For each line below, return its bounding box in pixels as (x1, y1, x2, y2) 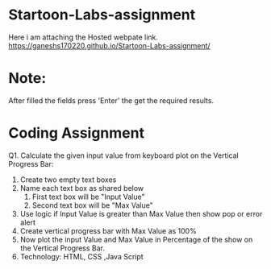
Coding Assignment (8, 124, 145, 143)
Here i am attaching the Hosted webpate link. (8, 32, 159, 42)
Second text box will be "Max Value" (31, 200, 153, 210)
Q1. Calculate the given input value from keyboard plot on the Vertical (8, 151, 240, 160)
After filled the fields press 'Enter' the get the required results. (8, 95, 215, 106)
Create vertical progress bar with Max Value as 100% (19, 226, 198, 235)
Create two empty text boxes (19, 175, 117, 184)
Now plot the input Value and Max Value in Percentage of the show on (19, 234, 253, 244)
